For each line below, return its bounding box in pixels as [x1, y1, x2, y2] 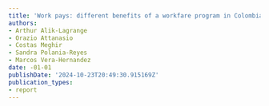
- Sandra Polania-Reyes [8, 49, 88, 57]
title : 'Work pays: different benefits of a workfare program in [8, 11, 231, 20]
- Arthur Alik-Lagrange [8, 26, 88, 34]
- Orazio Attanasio [8, 33, 74, 42]
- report [8, 85, 38, 94]
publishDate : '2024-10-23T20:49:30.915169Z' [8, 71, 159, 79]
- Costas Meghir [8, 41, 62, 49]
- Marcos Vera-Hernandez [8, 57, 91, 65]
